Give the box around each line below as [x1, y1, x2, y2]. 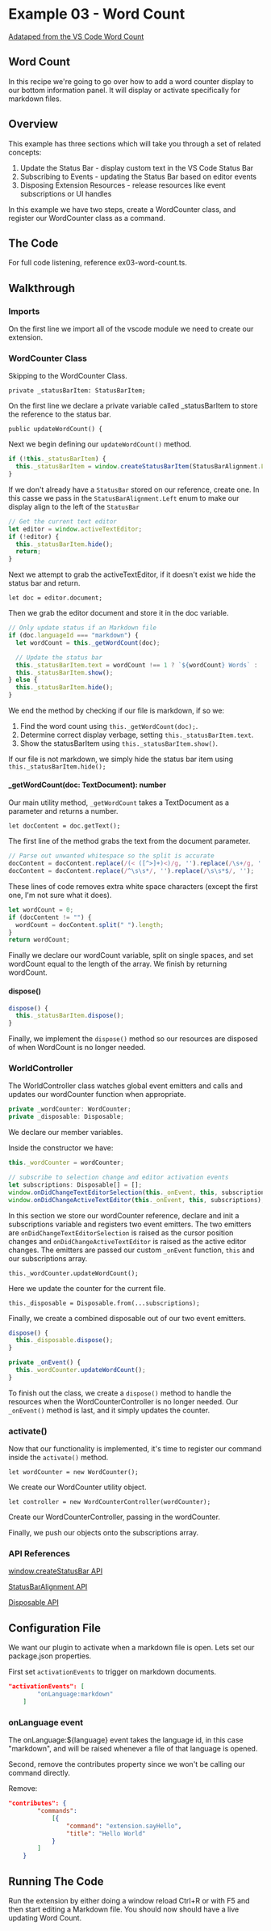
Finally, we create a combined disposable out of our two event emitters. [8, 1313, 246, 1323]
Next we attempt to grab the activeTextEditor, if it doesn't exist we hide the [8, 570, 256, 579]
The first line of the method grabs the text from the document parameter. [8, 836, 251, 846]
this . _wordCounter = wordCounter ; [8, 1158, 125, 1167]
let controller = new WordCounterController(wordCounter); [8, 1498, 211, 1506]
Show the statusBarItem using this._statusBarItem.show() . [19, 739, 219, 748]
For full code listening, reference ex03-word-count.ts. [8, 258, 188, 268]
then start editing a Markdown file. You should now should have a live [8, 1904, 240, 1914]
